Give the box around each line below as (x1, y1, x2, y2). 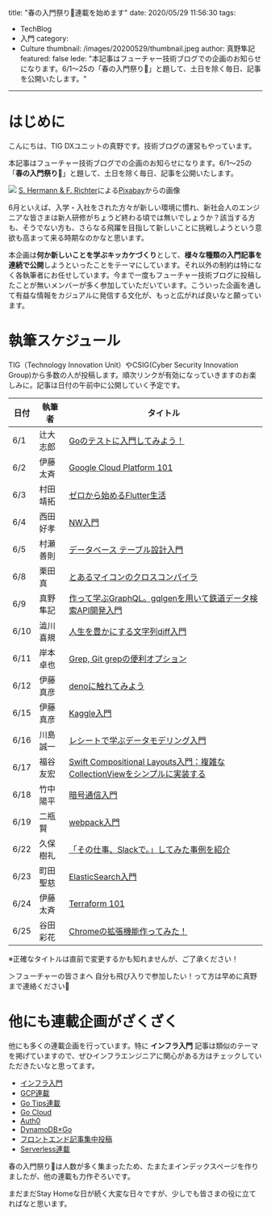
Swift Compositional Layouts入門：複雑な (68, 756, 226, 767)
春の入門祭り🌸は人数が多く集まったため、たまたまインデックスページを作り (8, 1161, 260, 1171)
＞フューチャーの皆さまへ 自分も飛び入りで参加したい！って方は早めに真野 (8, 971, 258, 980)
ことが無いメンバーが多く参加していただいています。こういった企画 (15, 280, 240, 290)
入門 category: (19, 34, 69, 43)
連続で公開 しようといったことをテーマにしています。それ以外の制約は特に (8, 260, 256, 270)
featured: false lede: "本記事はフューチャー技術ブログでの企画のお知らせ (19, 54, 262, 63)
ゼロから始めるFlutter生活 (68, 489, 167, 501)
